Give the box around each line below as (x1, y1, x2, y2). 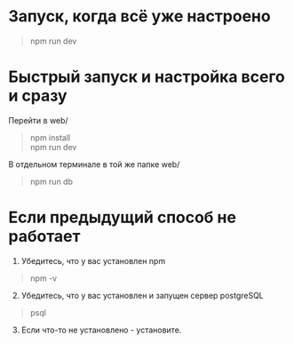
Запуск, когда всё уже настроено (8, 6, 272, 27)
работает (8, 227, 81, 246)
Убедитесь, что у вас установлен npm (20, 255, 166, 266)
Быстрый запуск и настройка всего (8, 67, 285, 87)
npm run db (29, 176, 73, 187)
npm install (29, 132, 71, 143)
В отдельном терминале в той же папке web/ (8, 158, 180, 170)
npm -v (29, 273, 58, 284)
